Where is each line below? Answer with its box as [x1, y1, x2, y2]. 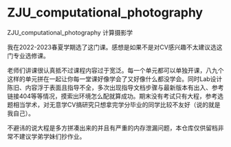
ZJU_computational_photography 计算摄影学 [7, 28, 133, 36]
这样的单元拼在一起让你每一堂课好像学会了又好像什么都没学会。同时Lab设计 [7, 74, 223, 83]
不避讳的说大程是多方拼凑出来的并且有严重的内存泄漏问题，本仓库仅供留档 [7, 124, 218, 132]
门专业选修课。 [7, 52, 49, 60]
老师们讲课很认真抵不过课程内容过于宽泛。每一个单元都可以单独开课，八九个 [7, 66, 224, 74]
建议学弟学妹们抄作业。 [19, 132, 86, 140]
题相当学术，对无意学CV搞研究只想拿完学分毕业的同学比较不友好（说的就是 [7, 100, 221, 109]
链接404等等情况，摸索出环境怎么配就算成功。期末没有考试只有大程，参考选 [7, 91, 223, 100]
